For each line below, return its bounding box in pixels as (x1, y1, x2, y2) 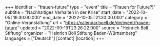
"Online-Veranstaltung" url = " (5, 20, 66, 25)
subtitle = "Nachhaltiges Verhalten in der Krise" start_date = (5, 9, 125, 15)
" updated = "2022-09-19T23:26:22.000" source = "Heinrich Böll (17, 25, 148, 31)
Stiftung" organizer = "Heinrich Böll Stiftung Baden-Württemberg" (5, 30, 138, 36)
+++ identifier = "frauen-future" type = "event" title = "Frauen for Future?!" (5, 4, 156, 10)
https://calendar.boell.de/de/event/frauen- (65, 20, 151, 25)
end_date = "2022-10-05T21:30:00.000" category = (43, 15, 148, 20)
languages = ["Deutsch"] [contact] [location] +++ (5, 35, 105, 41)
